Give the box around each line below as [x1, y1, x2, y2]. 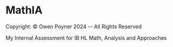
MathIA [5, 4, 43, 17]
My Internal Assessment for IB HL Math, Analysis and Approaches [5, 34, 167, 41]
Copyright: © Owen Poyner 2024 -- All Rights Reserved [5, 23, 142, 30]
